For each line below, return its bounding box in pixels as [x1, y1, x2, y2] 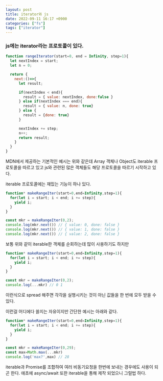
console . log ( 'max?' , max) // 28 [5, 355, 70, 359]
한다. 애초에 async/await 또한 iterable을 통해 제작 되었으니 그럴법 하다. [10, 370, 146, 376]
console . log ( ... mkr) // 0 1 [5, 282, 63, 287]
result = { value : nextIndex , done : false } [23, 94, 113, 100]
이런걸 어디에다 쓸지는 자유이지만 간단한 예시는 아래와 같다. [5, 308, 118, 314]
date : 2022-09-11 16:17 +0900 [5, 16, 68, 21]
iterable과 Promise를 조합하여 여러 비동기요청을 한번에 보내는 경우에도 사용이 [5, 364, 154, 370]
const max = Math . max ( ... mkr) [5, 350, 63, 355]
